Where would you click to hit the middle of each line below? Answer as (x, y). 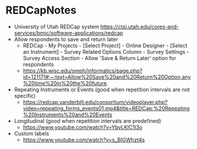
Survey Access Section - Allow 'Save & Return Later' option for (100, 58)
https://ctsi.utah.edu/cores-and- (140, 27)
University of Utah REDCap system (56, 27)
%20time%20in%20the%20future (65, 83)
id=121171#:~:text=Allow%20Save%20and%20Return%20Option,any (107, 77)
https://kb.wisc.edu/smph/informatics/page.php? (83, 70)
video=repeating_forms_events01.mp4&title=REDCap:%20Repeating (106, 108)
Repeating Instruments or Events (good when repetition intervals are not (102, 89)
